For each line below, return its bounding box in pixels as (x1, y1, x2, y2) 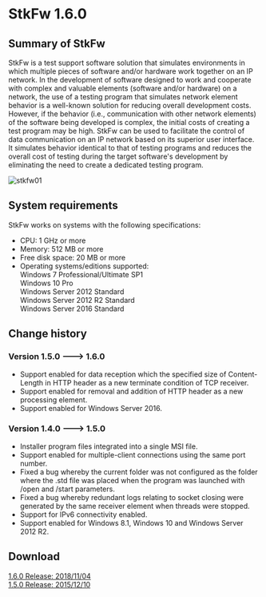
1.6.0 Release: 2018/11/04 (8, 571, 92, 581)
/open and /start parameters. (19, 484, 116, 494)
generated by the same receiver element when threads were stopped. (19, 501, 250, 510)
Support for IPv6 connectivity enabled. (19, 510, 148, 519)
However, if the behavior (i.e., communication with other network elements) (8, 109, 257, 119)
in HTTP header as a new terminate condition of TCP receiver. (45, 377, 249, 387)
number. (19, 458, 48, 468)
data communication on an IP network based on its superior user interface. (8, 135, 255, 144)
